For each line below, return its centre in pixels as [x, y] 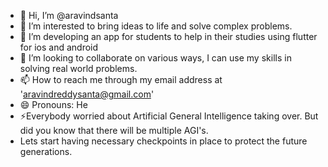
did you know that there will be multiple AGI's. [114, 130]
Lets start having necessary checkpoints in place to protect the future [163, 141]
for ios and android [59, 47]
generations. [46, 151]
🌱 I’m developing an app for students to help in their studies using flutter [168, 36]
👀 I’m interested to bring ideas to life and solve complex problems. [156, 26]
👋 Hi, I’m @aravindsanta [69, 15]
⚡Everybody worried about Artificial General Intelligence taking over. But [169, 116]
